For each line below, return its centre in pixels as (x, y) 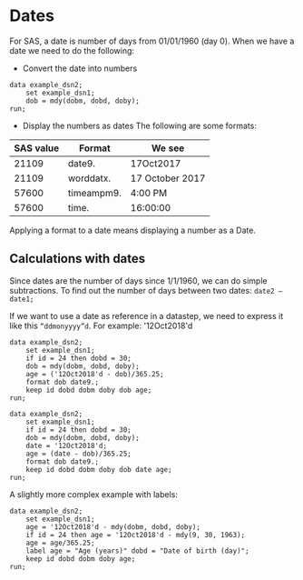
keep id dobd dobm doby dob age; (89, 390)
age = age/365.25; (60, 543)
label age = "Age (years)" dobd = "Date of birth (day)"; (137, 551)
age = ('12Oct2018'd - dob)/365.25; (95, 374)
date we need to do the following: (72, 50)
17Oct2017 (156, 163)
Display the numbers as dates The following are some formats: (139, 125)
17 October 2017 (168, 178)
